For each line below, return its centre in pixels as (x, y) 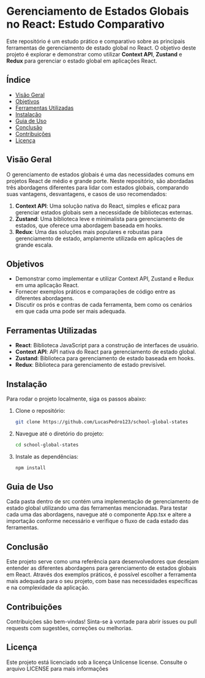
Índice (18, 80)
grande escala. (34, 245)
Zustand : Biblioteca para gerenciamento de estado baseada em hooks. (105, 358)
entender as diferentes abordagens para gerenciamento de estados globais (102, 568)
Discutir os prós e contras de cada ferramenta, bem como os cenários (104, 305)
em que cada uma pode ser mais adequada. (71, 311)
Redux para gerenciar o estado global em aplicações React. (82, 61)
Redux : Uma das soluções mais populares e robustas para (89, 232)
